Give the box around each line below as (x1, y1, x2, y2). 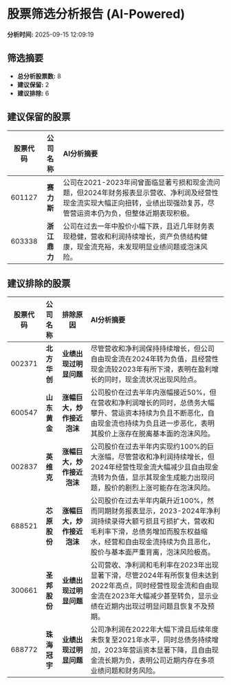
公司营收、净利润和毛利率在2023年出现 (90, 561, 219, 570)
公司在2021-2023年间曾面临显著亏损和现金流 (63, 177, 214, 187)
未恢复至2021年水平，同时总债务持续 (90, 635, 212, 644)
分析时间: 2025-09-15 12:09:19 (7, 30, 94, 38)
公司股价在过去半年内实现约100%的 (90, 442, 208, 451)
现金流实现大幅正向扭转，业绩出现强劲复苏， (63, 198, 208, 207)
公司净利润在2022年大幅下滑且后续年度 (90, 625, 219, 634)
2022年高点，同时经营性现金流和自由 (90, 581, 212, 591)
